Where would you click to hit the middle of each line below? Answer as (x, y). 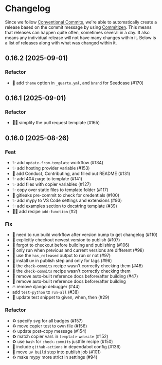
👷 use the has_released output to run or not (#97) (61, 256)
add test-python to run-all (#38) (45, 292)
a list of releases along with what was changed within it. (61, 43)
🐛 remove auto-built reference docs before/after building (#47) (75, 276)
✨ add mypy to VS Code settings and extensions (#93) (67, 200)
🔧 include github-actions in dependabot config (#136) (66, 346)
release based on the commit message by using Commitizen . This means (78, 27)
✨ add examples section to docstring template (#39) (65, 206)
